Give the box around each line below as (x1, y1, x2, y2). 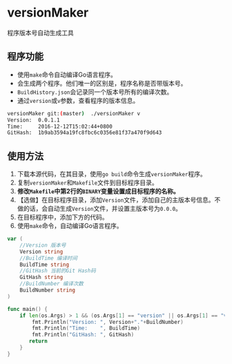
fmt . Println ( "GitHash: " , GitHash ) (32, 332, 135, 338)
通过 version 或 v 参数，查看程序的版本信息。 (17, 96, 139, 104)
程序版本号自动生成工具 (7, 28, 74, 37)
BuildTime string (19, 261, 70, 268)
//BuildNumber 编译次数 (19, 280, 84, 287)
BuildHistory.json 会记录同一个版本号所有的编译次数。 (17, 88, 173, 96)
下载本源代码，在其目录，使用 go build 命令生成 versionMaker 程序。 (17, 170, 206, 178)
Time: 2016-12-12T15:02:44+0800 (7, 123, 113, 130)
